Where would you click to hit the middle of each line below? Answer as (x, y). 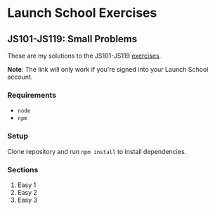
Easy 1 (27, 185)
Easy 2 (27, 192)
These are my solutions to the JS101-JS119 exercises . (84, 56)
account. (20, 77)
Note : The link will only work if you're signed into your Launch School (108, 69)
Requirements (32, 95)
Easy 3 (27, 200)
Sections (23, 170)
